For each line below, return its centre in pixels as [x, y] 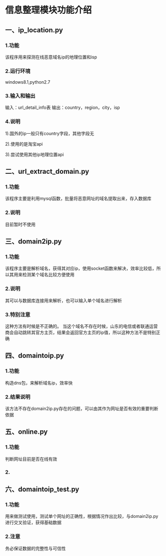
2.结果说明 [18, 397]
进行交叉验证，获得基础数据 [33, 522]
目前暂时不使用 [20, 224]
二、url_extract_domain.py [47, 172]
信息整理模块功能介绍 [49, 10]
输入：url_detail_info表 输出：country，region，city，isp [62, 107]
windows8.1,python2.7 [28, 82]
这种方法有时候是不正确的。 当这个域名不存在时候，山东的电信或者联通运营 [82, 326]
